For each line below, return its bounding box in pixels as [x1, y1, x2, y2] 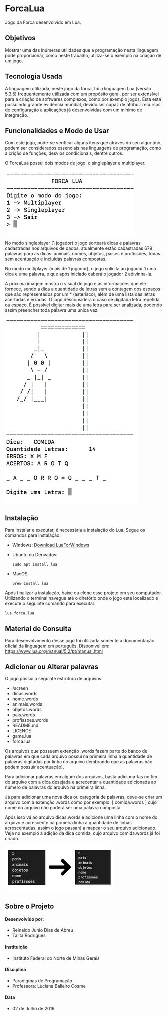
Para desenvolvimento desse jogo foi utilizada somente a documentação [5, 638, 155, 643]
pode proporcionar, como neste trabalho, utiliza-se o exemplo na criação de [5, 52, 162, 58]
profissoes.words [12, 717, 48, 723]
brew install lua [12, 581, 49, 586]
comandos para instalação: [5, 532, 61, 538]
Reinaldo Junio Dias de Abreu [12, 927, 73, 933]
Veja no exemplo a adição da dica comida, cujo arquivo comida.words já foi [5, 830, 160, 836]
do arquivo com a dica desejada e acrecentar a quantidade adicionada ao [5, 779, 156, 785]
